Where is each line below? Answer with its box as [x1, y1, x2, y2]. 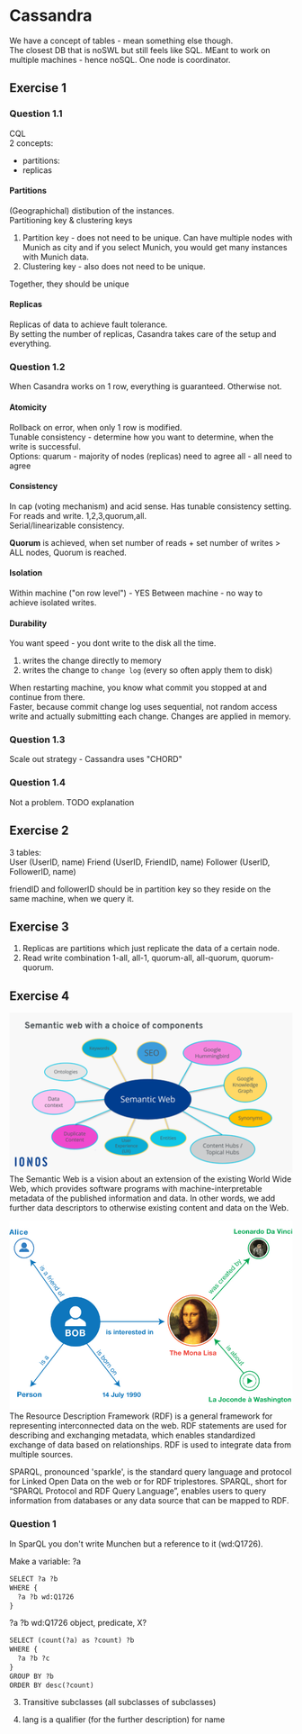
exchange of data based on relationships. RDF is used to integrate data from [9, 1439, 292, 1450]
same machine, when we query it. [9, 893, 135, 903]
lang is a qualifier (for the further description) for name [22, 1713, 226, 1725]
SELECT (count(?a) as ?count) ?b [9, 1636, 135, 1645]
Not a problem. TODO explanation [9, 796, 135, 807]
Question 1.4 [9, 776, 66, 789]
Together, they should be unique [9, 278, 129, 289]
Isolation [9, 567, 43, 578]
